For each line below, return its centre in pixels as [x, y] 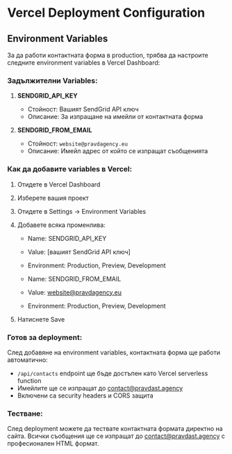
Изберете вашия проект [53, 198]
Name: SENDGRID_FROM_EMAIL [74, 279]
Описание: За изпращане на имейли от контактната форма [115, 117]
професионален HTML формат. [53, 444]
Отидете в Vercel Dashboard [59, 184]
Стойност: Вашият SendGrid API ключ [83, 109]
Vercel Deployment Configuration [106, 13]
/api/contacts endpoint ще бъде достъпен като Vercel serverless [113, 373]
